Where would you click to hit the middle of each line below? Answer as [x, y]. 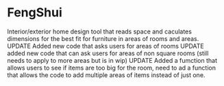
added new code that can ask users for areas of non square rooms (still [108, 53]
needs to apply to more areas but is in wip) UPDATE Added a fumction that [112, 60]
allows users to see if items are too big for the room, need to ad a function [111, 68]
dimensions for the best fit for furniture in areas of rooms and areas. [103, 38]
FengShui [35, 13]
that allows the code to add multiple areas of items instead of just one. [106, 75]
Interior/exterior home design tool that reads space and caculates [99, 31]
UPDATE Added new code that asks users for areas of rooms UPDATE [105, 46]
